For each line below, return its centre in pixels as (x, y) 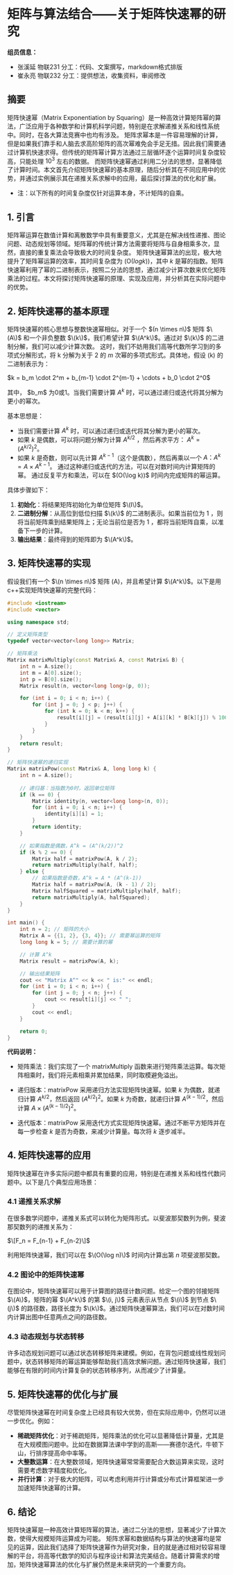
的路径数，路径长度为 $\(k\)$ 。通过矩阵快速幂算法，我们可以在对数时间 (123, 1309)
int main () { (26, 923)
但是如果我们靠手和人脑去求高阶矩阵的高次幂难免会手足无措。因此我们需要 (113, 144)
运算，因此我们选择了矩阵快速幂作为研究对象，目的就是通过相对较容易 (119, 1547)
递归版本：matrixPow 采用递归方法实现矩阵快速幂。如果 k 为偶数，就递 (119, 1090)
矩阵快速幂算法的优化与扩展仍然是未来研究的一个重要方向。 (104, 1565)
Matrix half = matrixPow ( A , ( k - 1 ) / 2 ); (94, 885)
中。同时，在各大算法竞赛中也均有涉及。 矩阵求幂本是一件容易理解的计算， (114, 135)
